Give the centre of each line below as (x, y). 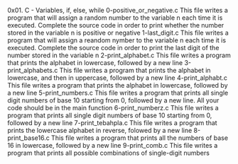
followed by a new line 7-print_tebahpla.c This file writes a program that (113, 123)
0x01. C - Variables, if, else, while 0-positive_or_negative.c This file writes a (118, 10)
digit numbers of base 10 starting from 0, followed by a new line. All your (113, 100)
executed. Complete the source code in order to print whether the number (116, 25)
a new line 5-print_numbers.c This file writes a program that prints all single (118, 93)
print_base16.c (28, 138)
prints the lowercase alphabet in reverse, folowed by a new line (100, 130)
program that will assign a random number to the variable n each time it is (115, 18)
